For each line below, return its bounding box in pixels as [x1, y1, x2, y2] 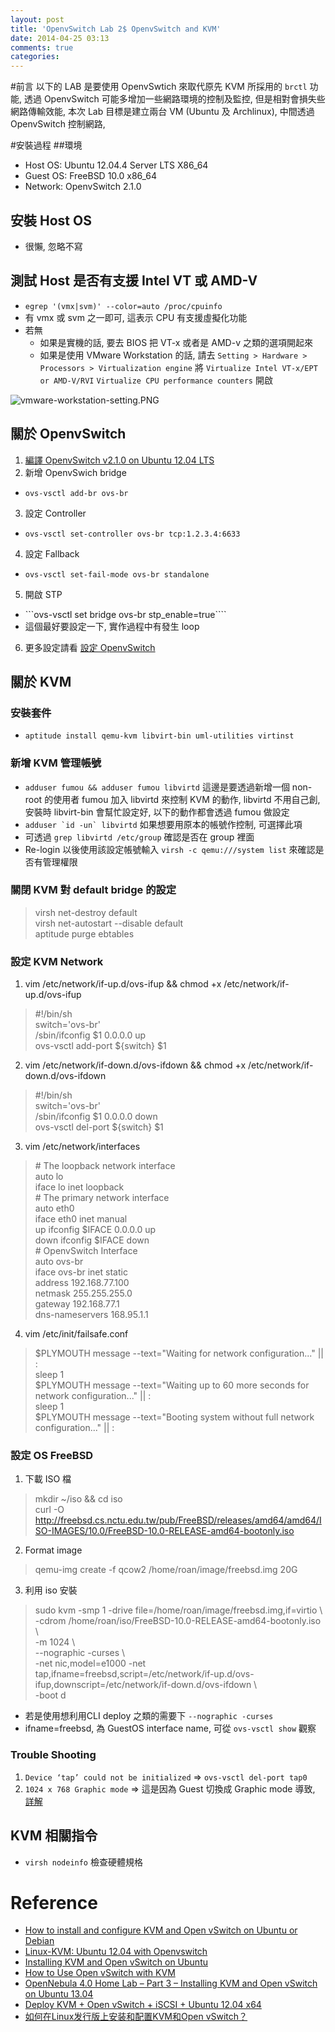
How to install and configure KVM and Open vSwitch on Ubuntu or [24, 1924, 298, 1936]
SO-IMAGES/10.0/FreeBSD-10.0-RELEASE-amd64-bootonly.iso [34, 1525, 295, 1537]
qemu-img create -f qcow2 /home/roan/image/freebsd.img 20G [34, 1564, 298, 1576]
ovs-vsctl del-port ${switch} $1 [34, 1121, 164, 1133]
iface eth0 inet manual [34, 1213, 128, 1225]
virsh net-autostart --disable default [34, 917, 184, 929]
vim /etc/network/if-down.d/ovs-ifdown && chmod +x [24, 1059, 247, 1071]
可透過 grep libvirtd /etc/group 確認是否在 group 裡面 [24, 831, 255, 843]
